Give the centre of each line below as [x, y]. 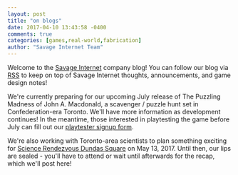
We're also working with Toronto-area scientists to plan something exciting [117, 141]
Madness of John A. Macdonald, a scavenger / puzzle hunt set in [103, 104]
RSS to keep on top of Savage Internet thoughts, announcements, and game [119, 75]
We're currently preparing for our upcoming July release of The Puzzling [114, 96]
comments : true [30, 34]
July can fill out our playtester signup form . [71, 127]
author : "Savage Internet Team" [55, 47]
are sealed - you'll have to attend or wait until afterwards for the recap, [111, 156]
